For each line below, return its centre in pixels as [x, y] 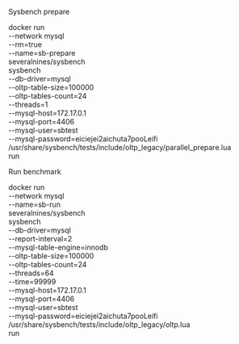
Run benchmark [35, 172]
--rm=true [25, 44]
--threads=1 [28, 105]
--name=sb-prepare [42, 53]
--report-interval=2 [40, 239]
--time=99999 [32, 281]
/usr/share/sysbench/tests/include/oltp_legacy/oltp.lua [99, 325]
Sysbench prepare [39, 12]
